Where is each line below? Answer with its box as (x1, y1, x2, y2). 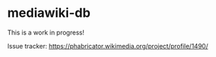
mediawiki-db (7, 5, 91, 21)
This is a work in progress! (7, 28, 85, 37)
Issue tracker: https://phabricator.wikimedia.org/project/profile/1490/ (7, 42, 209, 50)
